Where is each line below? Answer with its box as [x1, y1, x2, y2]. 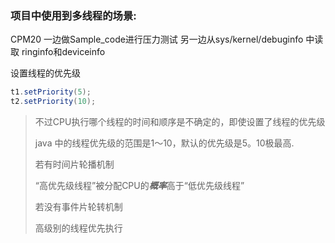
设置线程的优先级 [10, 67, 81, 79]
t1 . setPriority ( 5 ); [10, 87, 92, 97]
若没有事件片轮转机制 [34, 201, 123, 213]
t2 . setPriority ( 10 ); [10, 97, 97, 107]
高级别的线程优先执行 [34, 222, 123, 234]
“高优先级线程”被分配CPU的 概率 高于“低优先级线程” [34, 180, 245, 192]
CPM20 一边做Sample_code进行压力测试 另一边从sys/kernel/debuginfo [10, 33, 304, 46]
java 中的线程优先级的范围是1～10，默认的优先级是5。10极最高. [34, 137, 295, 149]
